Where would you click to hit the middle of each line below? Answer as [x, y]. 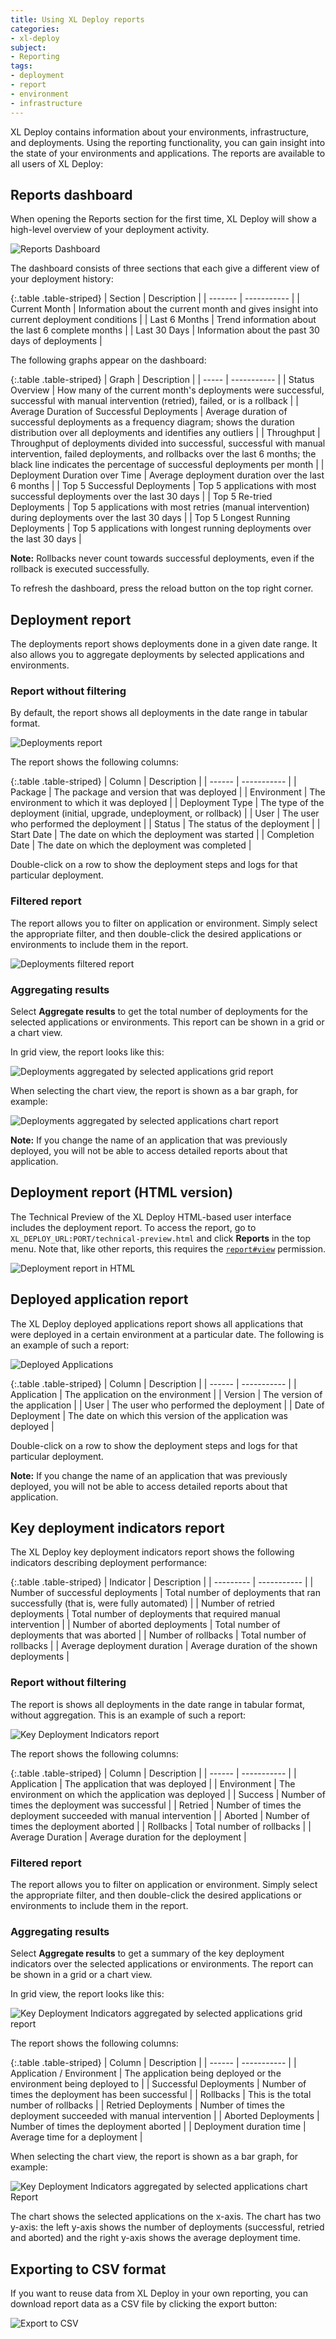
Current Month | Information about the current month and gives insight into [164, 309]
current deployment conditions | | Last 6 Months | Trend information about [163, 320]
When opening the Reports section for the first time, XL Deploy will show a [163, 219]
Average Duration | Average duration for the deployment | [128, 1837]
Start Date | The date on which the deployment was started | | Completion [162, 835]
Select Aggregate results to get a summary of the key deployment [147, 1953]
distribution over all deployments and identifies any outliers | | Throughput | [165, 433]
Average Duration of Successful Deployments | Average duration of [149, 412]
